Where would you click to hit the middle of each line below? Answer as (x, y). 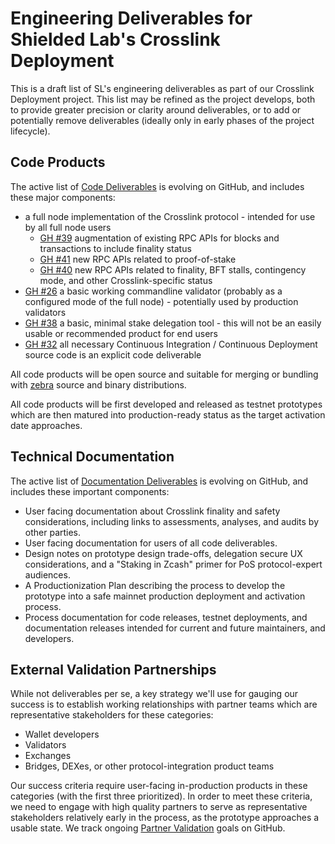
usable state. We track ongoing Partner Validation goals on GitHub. (148, 828)
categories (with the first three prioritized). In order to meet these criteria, (161, 796)
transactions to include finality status (115, 248)
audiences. (47, 574)
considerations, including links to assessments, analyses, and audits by (172, 521)
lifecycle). (30, 131)
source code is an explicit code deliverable (113, 354)
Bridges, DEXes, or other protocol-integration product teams (149, 766)
